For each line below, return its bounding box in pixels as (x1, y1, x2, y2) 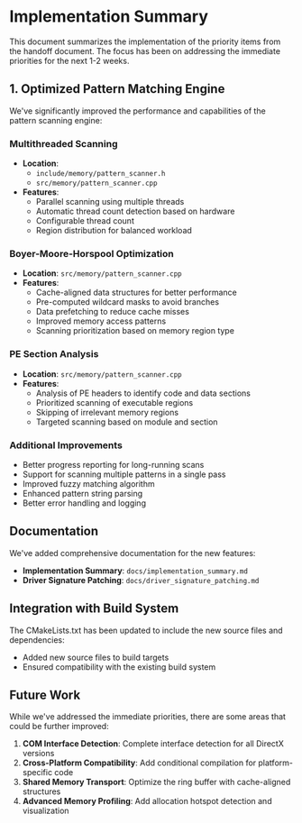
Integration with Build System (9, 601, 179, 617)
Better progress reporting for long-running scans (22, 459, 205, 470)
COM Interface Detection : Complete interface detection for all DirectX (22, 738, 284, 749)
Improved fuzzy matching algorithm (22, 478, 155, 489)
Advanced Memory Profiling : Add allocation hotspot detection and (22, 796, 272, 807)
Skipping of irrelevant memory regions (35, 407, 178, 417)
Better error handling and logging (22, 498, 147, 508)
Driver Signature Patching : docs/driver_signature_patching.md (22, 574, 260, 585)
